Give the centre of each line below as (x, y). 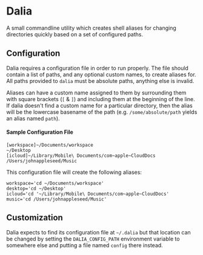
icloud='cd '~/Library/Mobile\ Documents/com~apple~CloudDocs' (88, 194)
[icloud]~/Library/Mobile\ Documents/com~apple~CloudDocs (81, 156)
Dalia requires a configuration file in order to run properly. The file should (98, 68)
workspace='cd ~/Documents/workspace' (55, 183)
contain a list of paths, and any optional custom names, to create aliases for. (101, 75)
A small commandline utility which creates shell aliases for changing (92, 28)
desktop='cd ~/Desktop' (36, 188)
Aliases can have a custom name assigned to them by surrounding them (96, 93)
